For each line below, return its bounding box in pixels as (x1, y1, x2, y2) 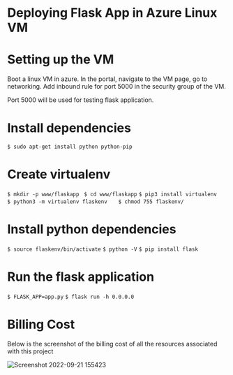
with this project (7, 347, 54, 355)
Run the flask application (7, 269, 155, 285)
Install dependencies (7, 120, 131, 136)
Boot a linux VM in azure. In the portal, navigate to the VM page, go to (7, 75, 208, 83)
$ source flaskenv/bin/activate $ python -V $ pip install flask (7, 246, 199, 253)
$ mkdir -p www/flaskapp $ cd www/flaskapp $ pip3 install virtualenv (7, 191, 218, 198)
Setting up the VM (7, 52, 114, 68)
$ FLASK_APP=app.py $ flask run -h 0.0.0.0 (7, 293, 135, 300)
